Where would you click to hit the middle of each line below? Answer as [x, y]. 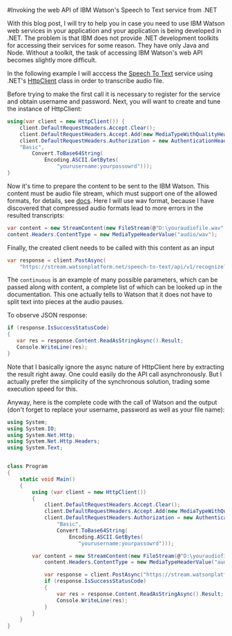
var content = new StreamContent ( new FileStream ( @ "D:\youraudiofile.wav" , [117, 228]
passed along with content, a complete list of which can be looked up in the [115, 287]
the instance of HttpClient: [45, 109]
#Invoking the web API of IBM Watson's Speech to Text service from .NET [112, 10]
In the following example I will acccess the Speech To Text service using [110, 73]
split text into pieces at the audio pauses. [66, 302]
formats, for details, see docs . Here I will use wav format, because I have [111, 200]
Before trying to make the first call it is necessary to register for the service [114, 94]
